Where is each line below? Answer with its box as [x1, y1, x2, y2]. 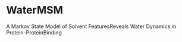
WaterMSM [6, 3, 64, 17]
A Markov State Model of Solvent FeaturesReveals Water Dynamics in [6, 23, 177, 30]
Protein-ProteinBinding [6, 29, 62, 36]
